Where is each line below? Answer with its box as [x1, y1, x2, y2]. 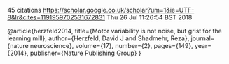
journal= [190, 34, 215, 42]
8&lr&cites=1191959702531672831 [7, 13, 106, 22]
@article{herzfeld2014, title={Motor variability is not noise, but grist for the [7, 27, 222, 35]
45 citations [7, 6, 42, 14]
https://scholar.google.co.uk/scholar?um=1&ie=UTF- [43, 6, 195, 14]
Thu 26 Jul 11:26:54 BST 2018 [106, 13, 193, 22]
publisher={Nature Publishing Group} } [30, 49, 141, 57]
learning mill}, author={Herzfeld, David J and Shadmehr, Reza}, [7, 34, 190, 42]
